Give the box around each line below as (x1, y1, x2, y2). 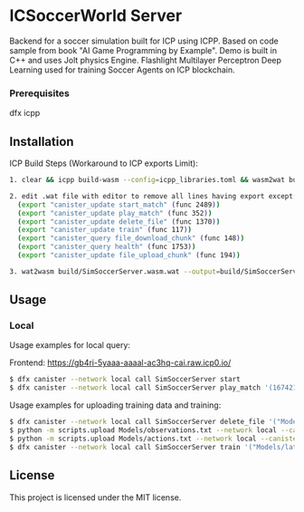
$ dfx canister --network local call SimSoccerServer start (9, 375, 242, 384)
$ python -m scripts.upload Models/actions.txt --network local (9, 434, 257, 443)
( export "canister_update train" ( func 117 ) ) (17, 226, 193, 235)
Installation (9, 133, 74, 150)
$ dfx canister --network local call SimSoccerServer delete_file (9, 418, 265, 427)
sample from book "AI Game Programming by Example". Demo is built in (9, 44, 278, 55)
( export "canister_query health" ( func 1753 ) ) (17, 242, 196, 252)
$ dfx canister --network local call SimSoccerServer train (9, 442, 242, 451)
